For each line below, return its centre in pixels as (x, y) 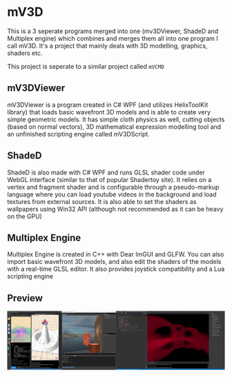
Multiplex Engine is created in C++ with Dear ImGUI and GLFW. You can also (116, 254)
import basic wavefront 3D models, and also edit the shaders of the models (114, 262)
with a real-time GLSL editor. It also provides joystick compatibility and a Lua (116, 269)
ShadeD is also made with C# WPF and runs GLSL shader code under (106, 172)
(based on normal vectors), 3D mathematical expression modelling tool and (114, 126)
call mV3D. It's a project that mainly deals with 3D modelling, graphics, (107, 45)
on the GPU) (25, 216)
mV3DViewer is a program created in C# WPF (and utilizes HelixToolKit (108, 105)
